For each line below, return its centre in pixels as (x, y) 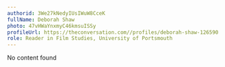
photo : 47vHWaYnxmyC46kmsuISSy (52, 26)
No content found (32, 58)
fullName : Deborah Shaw (41, 20)
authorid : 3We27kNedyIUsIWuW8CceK (56, 13)
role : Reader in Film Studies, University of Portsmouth (90, 39)
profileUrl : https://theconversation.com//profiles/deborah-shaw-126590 (113, 32)
